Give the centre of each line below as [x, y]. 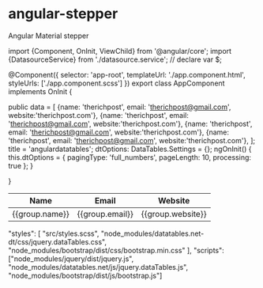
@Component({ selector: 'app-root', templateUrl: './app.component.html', [127, 74]
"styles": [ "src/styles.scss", [54, 233]
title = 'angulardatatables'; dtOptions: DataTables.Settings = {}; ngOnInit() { [130, 149]
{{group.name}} [41, 214]
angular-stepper [63, 14]
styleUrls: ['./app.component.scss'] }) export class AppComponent [116, 83]
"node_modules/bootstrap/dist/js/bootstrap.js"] [85, 275]
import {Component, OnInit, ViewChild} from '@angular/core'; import [120, 51]
